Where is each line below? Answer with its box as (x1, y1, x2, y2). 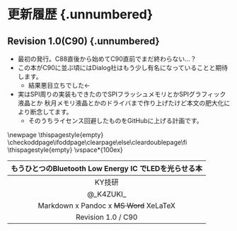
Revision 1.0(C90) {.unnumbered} (7, 35, 161, 47)
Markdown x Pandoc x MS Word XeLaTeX (37, 201, 175, 211)
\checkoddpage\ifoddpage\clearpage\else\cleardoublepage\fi (7, 138, 187, 146)
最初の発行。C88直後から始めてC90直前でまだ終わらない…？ (17, 54, 197, 63)
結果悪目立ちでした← (28, 81, 91, 89)
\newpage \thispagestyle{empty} (7, 131, 104, 138)
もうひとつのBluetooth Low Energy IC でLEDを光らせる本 (11, 164, 203, 173)
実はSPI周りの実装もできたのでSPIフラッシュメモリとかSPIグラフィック (17, 90, 226, 98)
